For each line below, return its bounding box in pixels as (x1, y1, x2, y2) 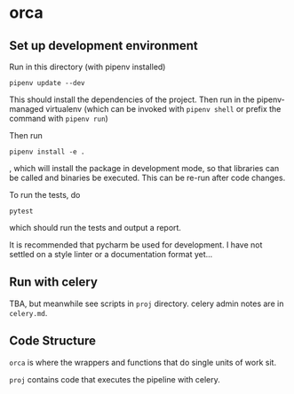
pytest (9, 207, 34, 216)
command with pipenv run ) (9, 114, 108, 123)
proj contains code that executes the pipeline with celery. (9, 374, 220, 384)
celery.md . (9, 307, 48, 318)
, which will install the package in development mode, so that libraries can (9, 163, 280, 173)
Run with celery (9, 274, 98, 290)
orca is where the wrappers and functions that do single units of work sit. (9, 357, 277, 367)
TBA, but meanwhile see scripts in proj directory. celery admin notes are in (9, 298, 284, 309)
